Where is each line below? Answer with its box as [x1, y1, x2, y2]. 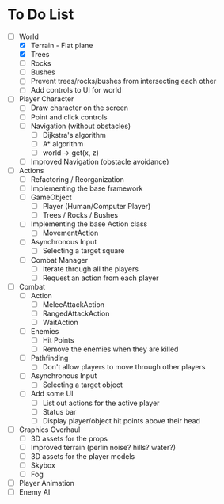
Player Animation [18, 479, 74, 488]
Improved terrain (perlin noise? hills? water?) [30, 442, 176, 452]
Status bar [42, 407, 77, 416]
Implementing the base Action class [30, 219, 148, 229]
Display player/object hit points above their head [42, 415, 201, 425]
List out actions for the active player [42, 398, 160, 407]
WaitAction [42, 317, 78, 327]
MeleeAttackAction [42, 299, 104, 309]
